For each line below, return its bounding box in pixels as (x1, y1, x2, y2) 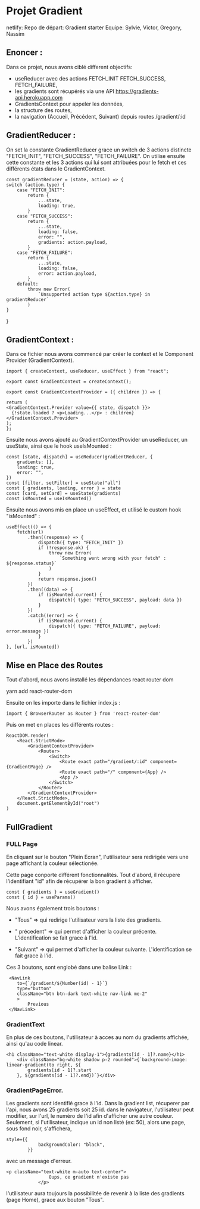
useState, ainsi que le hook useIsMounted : (6, 442, 112, 449)
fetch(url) (17, 529, 44, 535)
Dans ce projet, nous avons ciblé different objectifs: (6, 63, 133, 70)
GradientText (6, 1020, 45, 1028)
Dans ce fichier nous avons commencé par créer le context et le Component (6, 351, 193, 358)
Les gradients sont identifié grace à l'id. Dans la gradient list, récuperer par (6, 1100, 190, 1107)
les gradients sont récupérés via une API (14, 88, 114, 95)
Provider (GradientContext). (6, 356, 74, 364)
